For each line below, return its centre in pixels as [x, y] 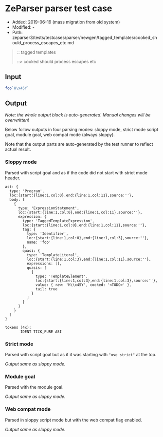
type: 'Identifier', [47, 234]
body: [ [17, 199]
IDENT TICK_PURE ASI [41, 332]
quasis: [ [37, 268]
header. [13, 178]
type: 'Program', [27, 191]
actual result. [18, 150]
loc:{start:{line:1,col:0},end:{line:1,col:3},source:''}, [88, 238]
